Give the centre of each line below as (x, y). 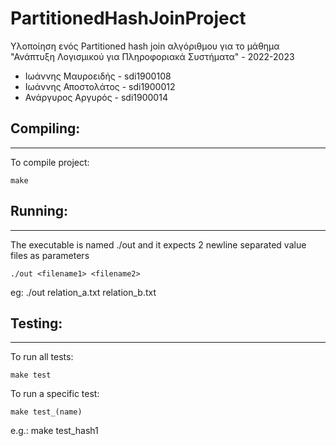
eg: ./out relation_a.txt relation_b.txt (83, 292)
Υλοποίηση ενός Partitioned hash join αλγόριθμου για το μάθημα (145, 46)
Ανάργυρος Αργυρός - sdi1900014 (96, 97)
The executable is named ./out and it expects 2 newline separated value (158, 244)
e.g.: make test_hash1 (54, 431)
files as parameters (50, 255)
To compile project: (50, 162)
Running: (39, 211)
